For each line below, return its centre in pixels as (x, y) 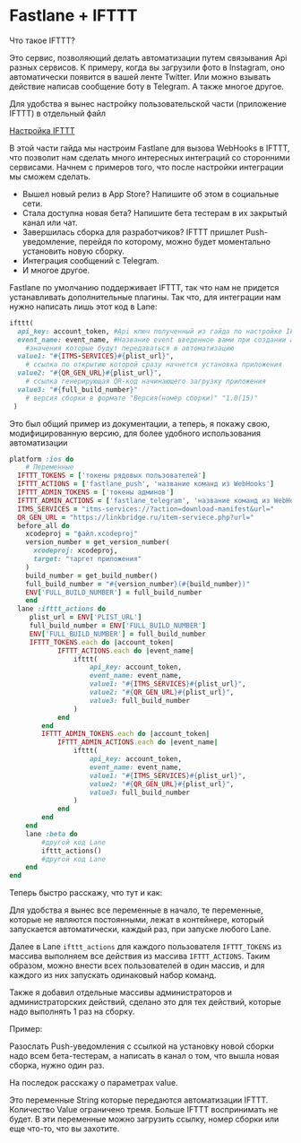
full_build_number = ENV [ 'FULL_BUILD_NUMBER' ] (117, 626)
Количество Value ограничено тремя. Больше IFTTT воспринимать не (144, 1110)
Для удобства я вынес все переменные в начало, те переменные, (136, 910)
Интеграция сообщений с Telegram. (90, 260)
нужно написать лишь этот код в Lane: (83, 307)
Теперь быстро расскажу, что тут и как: (86, 893)
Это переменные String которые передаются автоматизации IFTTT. (139, 1100)
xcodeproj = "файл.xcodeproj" (82, 534)
